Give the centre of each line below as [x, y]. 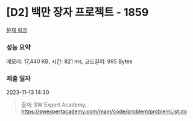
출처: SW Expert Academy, [54, 104]
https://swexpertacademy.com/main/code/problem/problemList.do [104, 111]
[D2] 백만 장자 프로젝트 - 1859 [78, 12]
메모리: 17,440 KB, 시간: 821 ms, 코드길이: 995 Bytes [69, 61]
